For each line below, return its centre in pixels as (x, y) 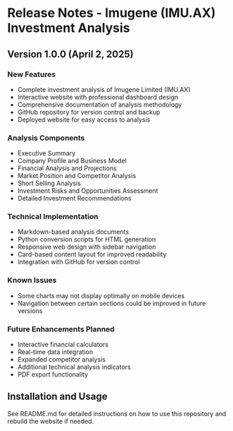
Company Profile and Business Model (72, 161)
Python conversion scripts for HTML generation (87, 240)
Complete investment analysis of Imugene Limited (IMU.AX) (104, 89)
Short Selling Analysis (49, 183)
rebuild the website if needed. (51, 421)
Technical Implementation (53, 217)
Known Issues (32, 281)
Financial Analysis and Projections (67, 168)
